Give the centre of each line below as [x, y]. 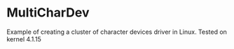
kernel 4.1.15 [24, 39]
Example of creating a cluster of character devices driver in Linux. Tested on [117, 32]
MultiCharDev [48, 13]
